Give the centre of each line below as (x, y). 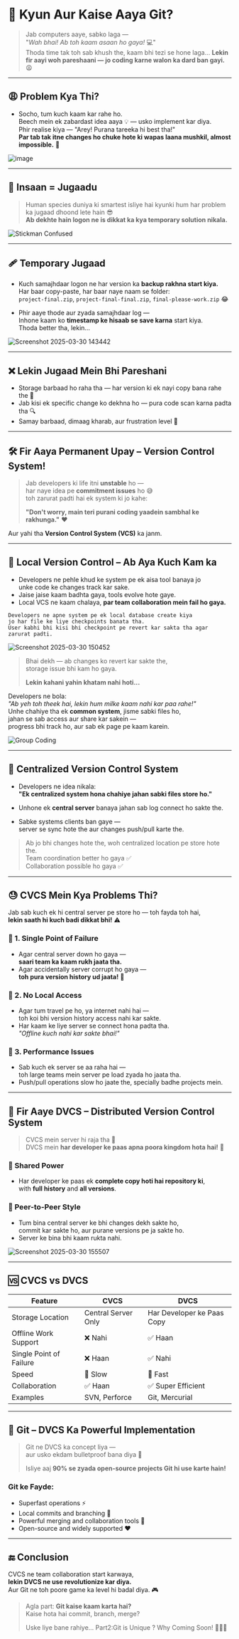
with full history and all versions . (67, 1189)
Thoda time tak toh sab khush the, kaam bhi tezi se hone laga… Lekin (127, 52)
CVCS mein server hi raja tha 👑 (71, 1140)
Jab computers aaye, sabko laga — (77, 34)
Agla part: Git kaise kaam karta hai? (78, 1606)
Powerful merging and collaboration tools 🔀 (82, 1521)
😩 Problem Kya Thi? (54, 96)
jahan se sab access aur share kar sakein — (72, 719)
